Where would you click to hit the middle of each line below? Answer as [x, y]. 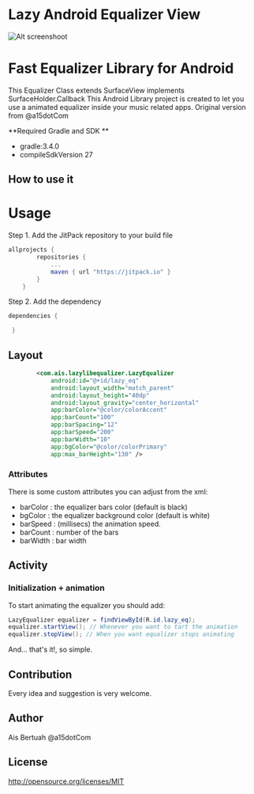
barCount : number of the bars [69, 532]
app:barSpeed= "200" [82, 433]
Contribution [40, 674]
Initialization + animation [56, 588]
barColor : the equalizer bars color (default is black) [103, 507]
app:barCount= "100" [82, 418]
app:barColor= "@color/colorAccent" [109, 410]
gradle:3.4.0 [39, 146]
